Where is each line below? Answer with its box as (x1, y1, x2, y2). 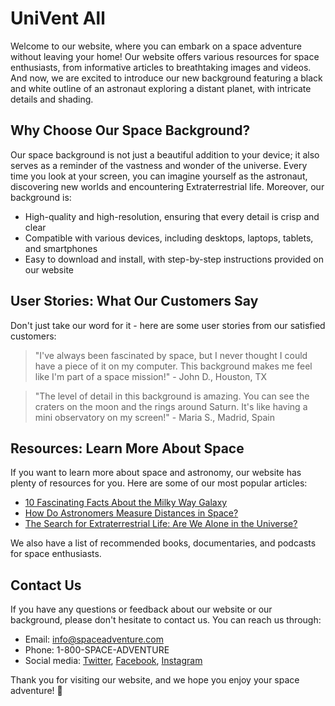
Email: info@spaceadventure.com (24, 633, 164, 646)
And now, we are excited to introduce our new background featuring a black (10, 72, 323, 84)
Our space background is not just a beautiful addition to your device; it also (10, 148, 320, 161)
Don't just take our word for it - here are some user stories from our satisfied (10, 319, 326, 331)
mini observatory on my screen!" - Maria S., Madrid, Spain (34, 411, 275, 423)
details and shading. (10, 93, 94, 105)
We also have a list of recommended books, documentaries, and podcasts (10, 537, 317, 549)
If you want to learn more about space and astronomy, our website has (10, 467, 302, 479)
